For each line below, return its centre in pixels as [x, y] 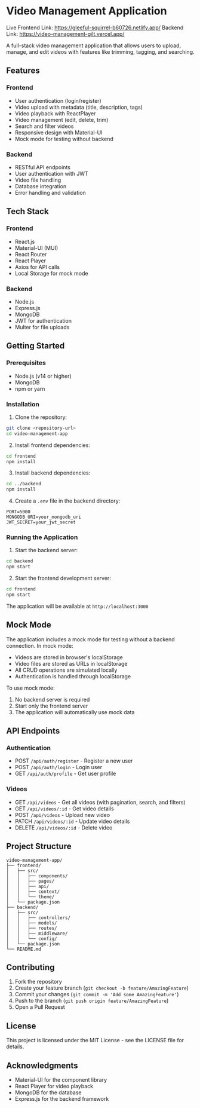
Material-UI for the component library [61, 1079]
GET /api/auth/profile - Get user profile [65, 774]
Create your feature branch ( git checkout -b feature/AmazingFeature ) [102, 988]
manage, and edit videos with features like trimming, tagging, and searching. [100, 51]
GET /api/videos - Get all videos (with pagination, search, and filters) [100, 802]
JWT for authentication [43, 320]
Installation [23, 404]
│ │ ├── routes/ [32, 928]
